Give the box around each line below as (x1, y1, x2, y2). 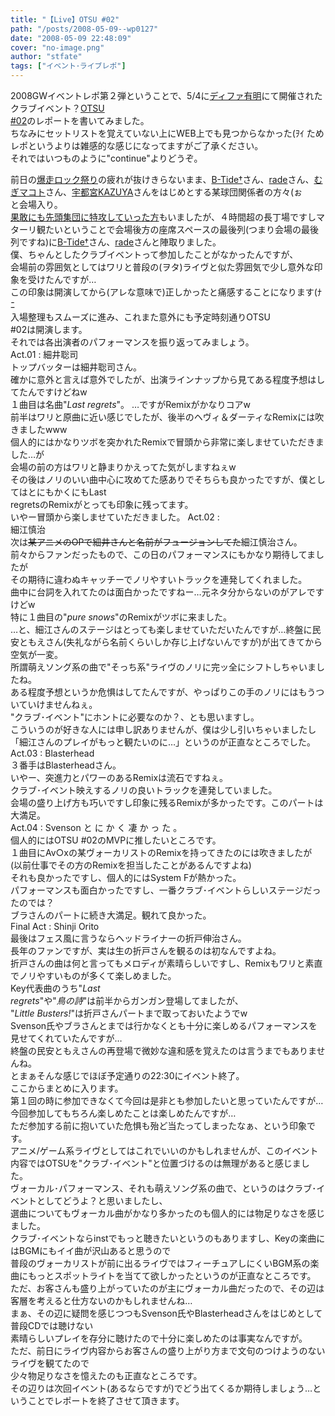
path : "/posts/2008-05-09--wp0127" (10, 24, 159, 34)
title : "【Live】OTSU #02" (10, 14, 120, 25)
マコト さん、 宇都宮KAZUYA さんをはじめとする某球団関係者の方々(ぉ (18, 186, 303, 198)
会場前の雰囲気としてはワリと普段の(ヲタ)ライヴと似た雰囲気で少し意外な (10, 261, 315, 273)
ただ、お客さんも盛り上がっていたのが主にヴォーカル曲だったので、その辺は (10, 1282, 325, 1294)
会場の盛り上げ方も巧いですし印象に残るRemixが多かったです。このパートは (10, 797, 324, 808)
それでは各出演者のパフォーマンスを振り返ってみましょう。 (10, 336, 255, 348)
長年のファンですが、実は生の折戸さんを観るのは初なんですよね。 (10, 945, 282, 956)
